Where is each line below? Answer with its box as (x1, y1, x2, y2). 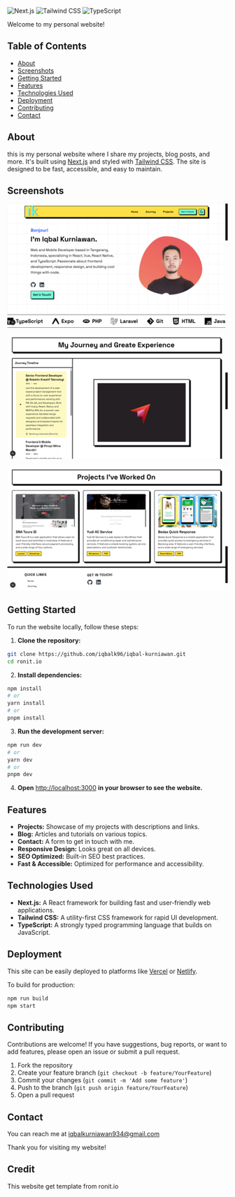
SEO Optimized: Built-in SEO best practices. (17, 852, 145, 861)
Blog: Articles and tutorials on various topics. (17, 830, 148, 838)
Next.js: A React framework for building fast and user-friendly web (17, 898, 211, 907)
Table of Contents (7, 41, 87, 52)
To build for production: (7, 980, 76, 989)
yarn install (7, 700, 45, 707)
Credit (7, 1163, 35, 1175)
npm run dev (7, 741, 42, 748)
